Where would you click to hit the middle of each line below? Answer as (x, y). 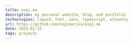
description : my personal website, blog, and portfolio (65, 15)
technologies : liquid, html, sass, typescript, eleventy (67, 19)
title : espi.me (21, 10)
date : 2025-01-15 (24, 29)
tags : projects (21, 33)
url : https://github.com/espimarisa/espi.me (53, 24)
